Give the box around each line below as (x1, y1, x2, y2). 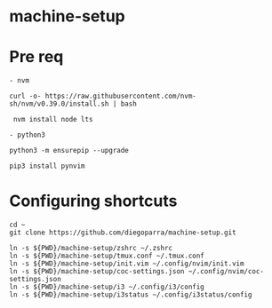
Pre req (9, 47, 64, 67)
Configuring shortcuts (9, 191, 178, 211)
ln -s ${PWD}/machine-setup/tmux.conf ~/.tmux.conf (9, 251, 204, 261)
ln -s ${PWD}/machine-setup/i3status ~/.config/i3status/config (9, 290, 252, 299)
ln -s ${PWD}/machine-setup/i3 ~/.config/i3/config (9, 282, 204, 292)
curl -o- (9, 91, 42, 101)
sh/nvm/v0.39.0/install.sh (9, 99, 109, 108)
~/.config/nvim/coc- (188, 267, 265, 276)
